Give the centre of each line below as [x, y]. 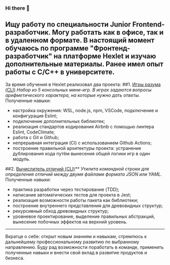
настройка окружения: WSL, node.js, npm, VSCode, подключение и [85, 110]
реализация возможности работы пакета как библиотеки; [75, 200]
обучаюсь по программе [47, 48]
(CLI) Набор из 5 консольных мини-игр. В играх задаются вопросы [78, 90]
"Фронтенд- [110, 48]
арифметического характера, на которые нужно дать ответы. [73, 95]
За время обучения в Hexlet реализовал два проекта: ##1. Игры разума [83, 84]
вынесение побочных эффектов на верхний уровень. [70, 222]
